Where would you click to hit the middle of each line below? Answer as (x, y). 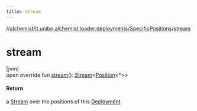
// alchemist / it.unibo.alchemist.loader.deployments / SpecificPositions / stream (98, 28)
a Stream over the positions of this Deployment (64, 102)
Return (15, 89)
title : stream (24, 12)
